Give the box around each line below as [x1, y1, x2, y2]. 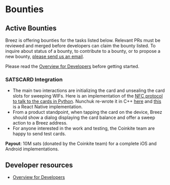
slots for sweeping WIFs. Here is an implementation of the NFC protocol [12, 93, 163, 99]
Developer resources [5, 161, 73, 169]
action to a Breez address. [12, 120, 67, 126]
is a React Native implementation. [12, 104, 83, 110]
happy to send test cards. [12, 131, 66, 137]
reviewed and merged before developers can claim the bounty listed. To [5, 43, 156, 49]
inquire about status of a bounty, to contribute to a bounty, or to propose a [5, 48, 161, 54]
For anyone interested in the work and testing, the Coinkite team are [12, 126, 155, 132]
